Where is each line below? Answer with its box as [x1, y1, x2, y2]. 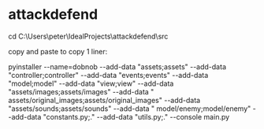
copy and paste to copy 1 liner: [8, 46, 108, 56]
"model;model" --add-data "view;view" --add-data [8, 79, 174, 88]
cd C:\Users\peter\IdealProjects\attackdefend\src [8, 31, 169, 41]
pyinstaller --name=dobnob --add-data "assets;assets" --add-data [8, 61, 227, 72]
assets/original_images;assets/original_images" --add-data [8, 95, 201, 105]
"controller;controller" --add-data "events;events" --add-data [8, 70, 209, 79]
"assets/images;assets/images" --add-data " [8, 87, 154, 96]
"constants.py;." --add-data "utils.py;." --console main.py [43, 112, 230, 121]
